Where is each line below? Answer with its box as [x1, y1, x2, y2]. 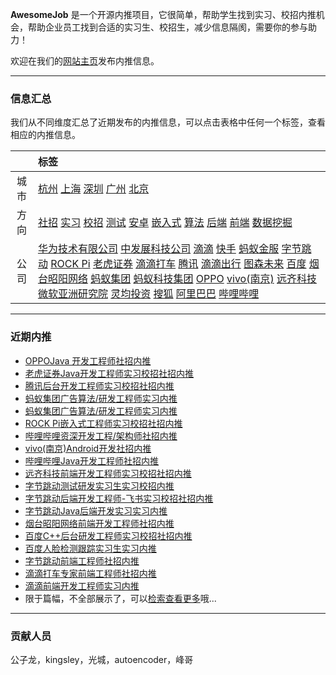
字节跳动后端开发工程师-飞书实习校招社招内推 [24, 492, 214, 504]
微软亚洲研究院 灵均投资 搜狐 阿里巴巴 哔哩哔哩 [37, 287, 260, 301]
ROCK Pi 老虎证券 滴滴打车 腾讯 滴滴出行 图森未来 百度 [50, 257, 307, 271]
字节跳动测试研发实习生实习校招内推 [24, 479, 175, 492]
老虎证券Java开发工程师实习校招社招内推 [24, 367, 195, 379]
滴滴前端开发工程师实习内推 [24, 579, 140, 592]
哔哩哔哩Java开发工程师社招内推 [24, 454, 160, 467]
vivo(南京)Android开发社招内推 [24, 442, 152, 454]
